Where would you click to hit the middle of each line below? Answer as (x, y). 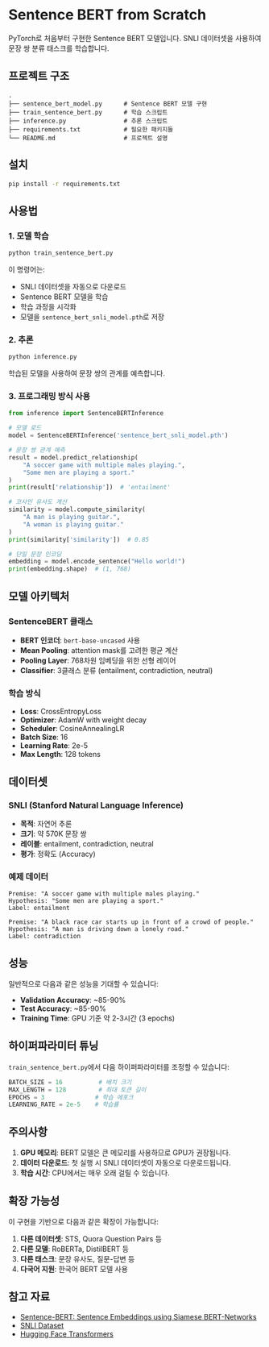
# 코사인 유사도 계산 (38, 502)
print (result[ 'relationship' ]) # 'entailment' (90, 488)
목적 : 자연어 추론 (46, 823)
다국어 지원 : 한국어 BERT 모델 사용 (74, 1269)
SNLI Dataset (42, 1325)
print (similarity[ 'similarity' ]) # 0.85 (79, 539)
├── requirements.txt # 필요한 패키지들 (91, 129)
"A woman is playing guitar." (74, 524)
